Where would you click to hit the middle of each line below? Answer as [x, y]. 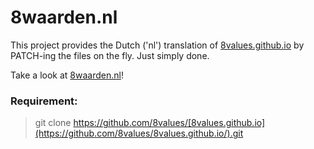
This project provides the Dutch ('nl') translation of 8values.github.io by [157, 45]
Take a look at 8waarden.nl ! [67, 75]
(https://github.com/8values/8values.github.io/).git [139, 133]
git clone [53, 123]
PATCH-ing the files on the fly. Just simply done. [110, 55]
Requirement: [44, 101]
